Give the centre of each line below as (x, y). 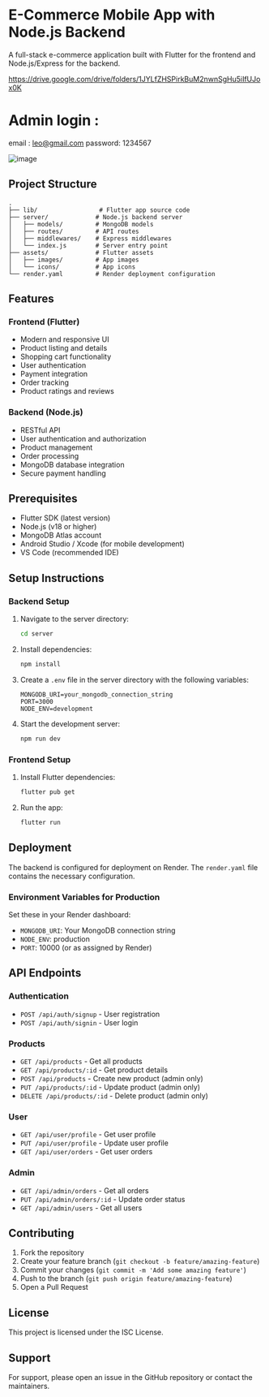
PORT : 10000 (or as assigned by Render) (86, 947)
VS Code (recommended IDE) (69, 553)
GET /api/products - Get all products (81, 1061)
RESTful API (40, 430)
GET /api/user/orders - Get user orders (86, 1152)
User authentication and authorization (83, 438)
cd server (37, 634)
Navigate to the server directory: (75, 619)
